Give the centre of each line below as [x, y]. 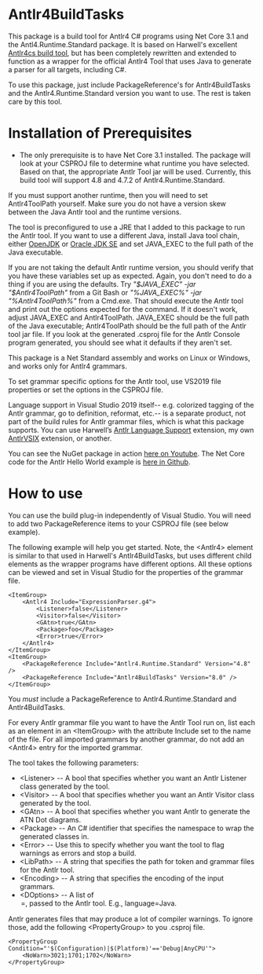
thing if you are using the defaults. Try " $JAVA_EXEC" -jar [102, 284]
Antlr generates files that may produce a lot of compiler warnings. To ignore [131, 919]
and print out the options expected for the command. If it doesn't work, [123, 309]
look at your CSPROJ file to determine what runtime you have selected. [134, 163]
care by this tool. [35, 101]
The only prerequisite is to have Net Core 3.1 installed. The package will [135, 155]
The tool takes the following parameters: [73, 763]
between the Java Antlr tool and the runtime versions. [95, 212]
